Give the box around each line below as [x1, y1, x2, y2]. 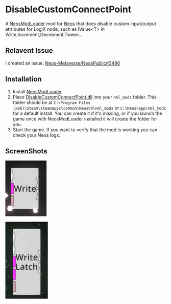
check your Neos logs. [12, 132, 60, 138]
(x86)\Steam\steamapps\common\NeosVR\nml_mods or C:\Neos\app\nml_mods [12, 105, 166, 111]
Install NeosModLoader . [12, 88, 63, 94]
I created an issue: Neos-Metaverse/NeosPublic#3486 [5, 60, 120, 66]
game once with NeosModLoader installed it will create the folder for [12, 115, 157, 121]
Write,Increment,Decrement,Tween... [5, 31, 83, 37]
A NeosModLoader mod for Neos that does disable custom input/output [5, 21, 157, 27]
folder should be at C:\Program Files [12, 99, 91, 106]
